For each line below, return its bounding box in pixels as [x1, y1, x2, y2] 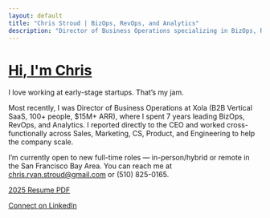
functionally [8, 129, 47, 139]
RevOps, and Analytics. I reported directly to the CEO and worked [8, 120, 225, 130]
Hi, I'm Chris [8, 61, 92, 79]
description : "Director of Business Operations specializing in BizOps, [8, 26, 257, 34]
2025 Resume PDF [8, 185, 71, 195]
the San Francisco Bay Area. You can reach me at [8, 161, 173, 171]
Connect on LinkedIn [8, 201, 78, 211]
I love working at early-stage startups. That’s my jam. [8, 87, 184, 97]
